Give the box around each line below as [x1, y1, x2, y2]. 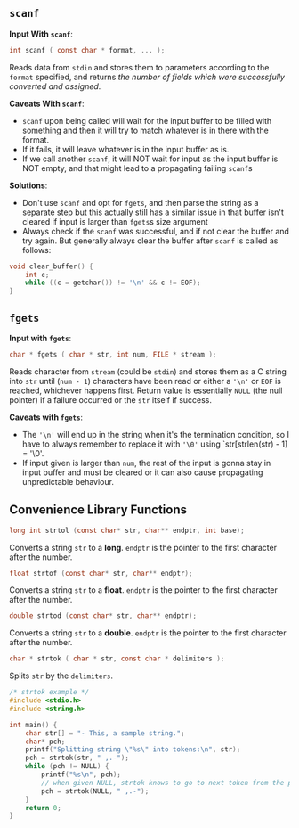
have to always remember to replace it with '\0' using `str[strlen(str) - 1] [21, 439, 288, 449]
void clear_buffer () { [9, 262, 93, 271]
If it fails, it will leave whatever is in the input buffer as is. [21, 143, 230, 154]
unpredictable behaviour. [21, 476, 114, 487]
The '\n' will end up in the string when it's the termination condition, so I [21, 429, 289, 439]
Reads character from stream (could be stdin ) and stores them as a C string [9, 365, 287, 377]
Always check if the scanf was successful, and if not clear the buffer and [21, 225, 289, 236]
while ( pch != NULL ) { [25, 762, 109, 771]
